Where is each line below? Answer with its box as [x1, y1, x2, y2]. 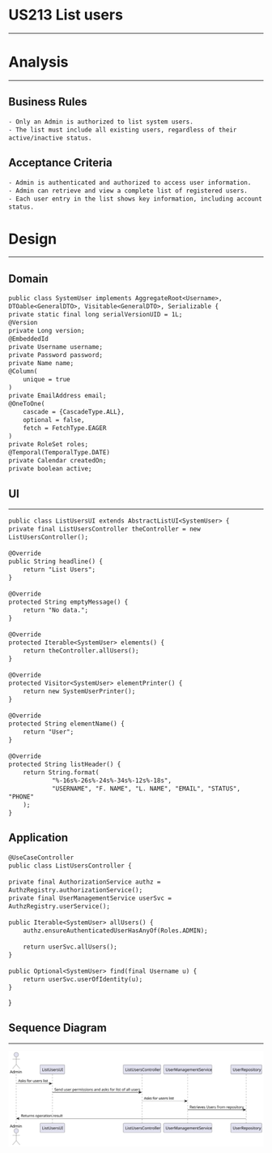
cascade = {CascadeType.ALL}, [23, 408, 125, 416]
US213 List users [8, 6, 124, 24]
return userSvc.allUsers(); [23, 943, 117, 951]
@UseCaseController [8, 854, 74, 862]
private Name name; [8, 359, 74, 368]
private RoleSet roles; [8, 441, 89, 449]
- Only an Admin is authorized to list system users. [8, 118, 194, 126]
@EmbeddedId [8, 335, 49, 343]
